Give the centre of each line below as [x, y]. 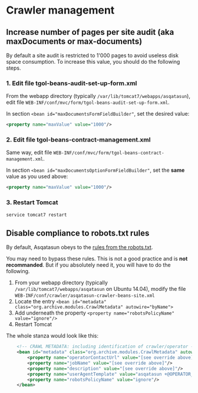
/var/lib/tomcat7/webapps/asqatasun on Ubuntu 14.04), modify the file [100, 289]
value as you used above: [37, 176]
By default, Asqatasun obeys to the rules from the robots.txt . [80, 247]
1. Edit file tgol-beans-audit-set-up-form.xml [72, 83]
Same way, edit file [29, 153]
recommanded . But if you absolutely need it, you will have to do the [88, 265]
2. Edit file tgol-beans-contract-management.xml [78, 140]
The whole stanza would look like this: [52, 336]
